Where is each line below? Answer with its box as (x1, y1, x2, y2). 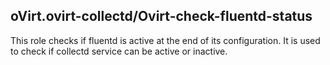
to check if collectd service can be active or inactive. (10, 45, 228, 57)
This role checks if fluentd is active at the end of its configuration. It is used (10, 34, 321, 46)
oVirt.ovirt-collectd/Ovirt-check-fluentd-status (10, 8, 313, 25)
